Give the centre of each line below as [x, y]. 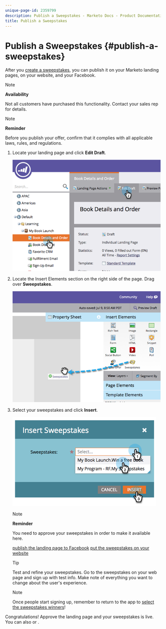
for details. [16, 109]
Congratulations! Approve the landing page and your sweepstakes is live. [80, 617]
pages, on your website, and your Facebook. [51, 75]
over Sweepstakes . [32, 284]
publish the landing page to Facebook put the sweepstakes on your [81, 548]
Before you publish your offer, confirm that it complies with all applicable [79, 138]
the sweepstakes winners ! [39, 607]
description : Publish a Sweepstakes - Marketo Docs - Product [70, 16]
